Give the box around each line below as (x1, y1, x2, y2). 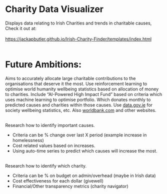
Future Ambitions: (5, 59, 81, 70)
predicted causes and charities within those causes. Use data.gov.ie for (5, 101, 153, 108)
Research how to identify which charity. (5, 162, 87, 168)
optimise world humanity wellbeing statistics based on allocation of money (5, 86, 159, 92)
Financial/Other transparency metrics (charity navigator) (12, 183, 128, 189)
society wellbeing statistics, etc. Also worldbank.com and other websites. (5, 107, 156, 113)
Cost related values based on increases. (12, 142, 95, 148)
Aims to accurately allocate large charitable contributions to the (5, 75, 136, 81)
